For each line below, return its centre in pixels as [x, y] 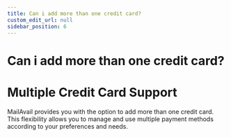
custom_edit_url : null [40, 20]
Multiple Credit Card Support [92, 92]
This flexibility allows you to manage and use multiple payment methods [111, 119]
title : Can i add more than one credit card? [74, 13]
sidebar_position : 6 [37, 26]
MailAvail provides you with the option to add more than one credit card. [111, 111]
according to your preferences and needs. [68, 126]
